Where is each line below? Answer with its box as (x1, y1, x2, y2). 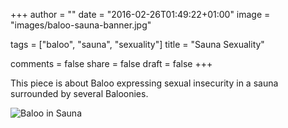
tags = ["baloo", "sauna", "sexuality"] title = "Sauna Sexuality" (10, 39, 265, 50)
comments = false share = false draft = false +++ (10, 58, 213, 69)
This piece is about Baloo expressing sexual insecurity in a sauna (10, 77, 279, 89)
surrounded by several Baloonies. (10, 88, 149, 99)
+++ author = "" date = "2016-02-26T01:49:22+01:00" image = (10, 9, 271, 20)
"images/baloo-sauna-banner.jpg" (10, 19, 152, 31)
